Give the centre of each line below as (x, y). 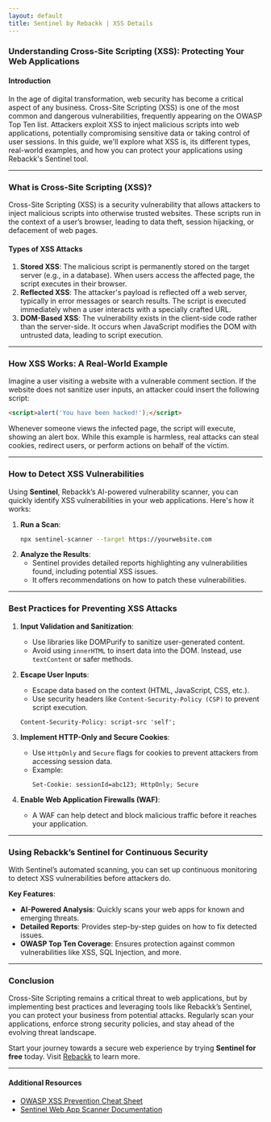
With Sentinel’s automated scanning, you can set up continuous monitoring (133, 870)
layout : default (35, 16)
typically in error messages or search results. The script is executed (133, 301)
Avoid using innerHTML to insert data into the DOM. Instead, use (137, 650)
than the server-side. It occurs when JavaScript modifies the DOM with (138, 326)
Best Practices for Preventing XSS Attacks (93, 609)
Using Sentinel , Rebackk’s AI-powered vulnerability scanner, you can (123, 492)
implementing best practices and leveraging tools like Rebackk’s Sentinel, (130, 1007)
